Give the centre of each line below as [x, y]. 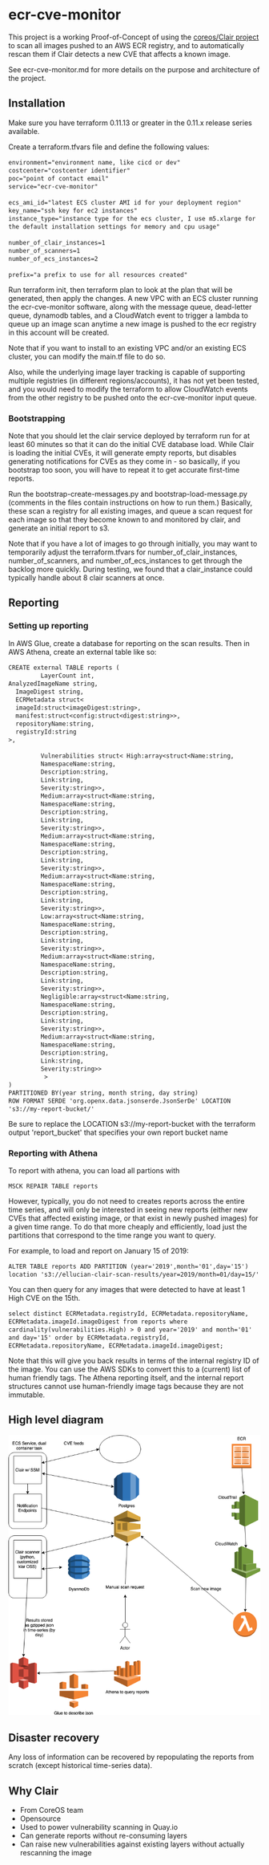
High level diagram [56, 1420]
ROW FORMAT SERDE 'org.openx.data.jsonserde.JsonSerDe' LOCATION [119, 1101]
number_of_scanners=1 [44, 250]
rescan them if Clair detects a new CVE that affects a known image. [119, 54]
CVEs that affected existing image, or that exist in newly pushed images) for [133, 1218]
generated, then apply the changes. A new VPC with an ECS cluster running [133, 298]
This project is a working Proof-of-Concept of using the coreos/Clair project [134, 37]
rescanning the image [56, 1853]
